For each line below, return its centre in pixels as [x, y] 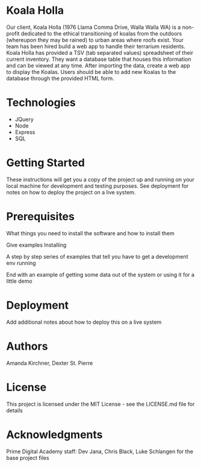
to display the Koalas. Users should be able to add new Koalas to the [91, 72]
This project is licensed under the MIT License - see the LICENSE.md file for [100, 404]
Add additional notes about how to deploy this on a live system [84, 322]
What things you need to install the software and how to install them [90, 233]
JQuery [24, 119]
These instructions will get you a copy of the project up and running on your [100, 179]
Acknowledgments [55, 435]
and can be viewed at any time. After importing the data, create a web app [98, 65]
